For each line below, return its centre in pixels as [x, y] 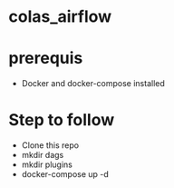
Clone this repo [50, 145]
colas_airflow [60, 17]
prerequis [46, 59]
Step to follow [62, 120]
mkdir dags [43, 155]
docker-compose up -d [65, 174]
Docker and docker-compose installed [93, 84]
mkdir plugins [47, 164]
